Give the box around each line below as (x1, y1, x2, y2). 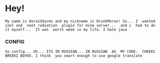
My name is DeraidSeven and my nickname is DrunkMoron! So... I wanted (5, 19, 156, 24)
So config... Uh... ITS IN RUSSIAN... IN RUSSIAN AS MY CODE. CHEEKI (5, 49, 156, 54)
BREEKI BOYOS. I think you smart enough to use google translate (5, 53, 142, 58)
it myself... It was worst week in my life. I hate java (5, 27, 127, 32)
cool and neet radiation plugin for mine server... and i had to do (5, 23, 156, 28)
